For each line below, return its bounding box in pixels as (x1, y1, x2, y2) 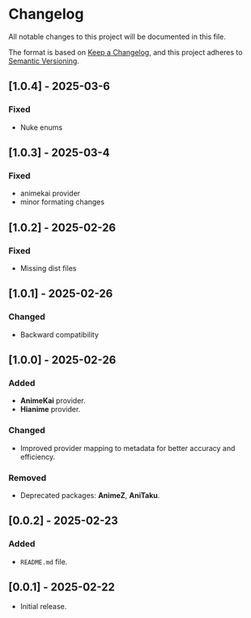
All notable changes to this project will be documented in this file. (8, 32, 227, 41)
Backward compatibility (19, 329, 100, 339)
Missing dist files (19, 264, 77, 273)
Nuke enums (19, 122, 63, 132)
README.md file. (19, 556, 68, 566)
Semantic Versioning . (8, 56, 79, 66)
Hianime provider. (19, 405, 81, 414)
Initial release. (19, 602, 67, 612)
